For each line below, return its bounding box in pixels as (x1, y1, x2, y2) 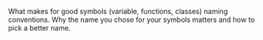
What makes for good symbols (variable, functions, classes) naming (8, 7, 228, 16)
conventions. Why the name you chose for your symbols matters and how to (8, 15, 255, 24)
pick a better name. (8, 24, 71, 32)
